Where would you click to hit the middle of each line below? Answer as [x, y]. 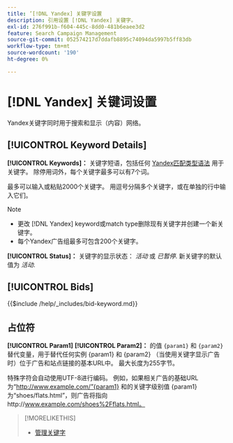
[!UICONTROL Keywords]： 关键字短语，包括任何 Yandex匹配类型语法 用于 [116, 163]
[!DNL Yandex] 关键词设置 [82, 102]
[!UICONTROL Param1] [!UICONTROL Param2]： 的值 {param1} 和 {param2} [115, 346]
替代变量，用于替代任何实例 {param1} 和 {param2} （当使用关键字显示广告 [114, 354]
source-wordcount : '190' [43, 53]
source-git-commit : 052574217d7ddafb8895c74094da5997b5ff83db [99, 40]
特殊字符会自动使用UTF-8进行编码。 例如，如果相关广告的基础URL [103, 378]
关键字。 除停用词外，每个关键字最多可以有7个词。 [80, 171]
